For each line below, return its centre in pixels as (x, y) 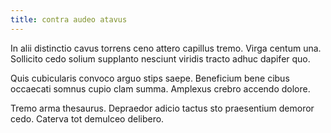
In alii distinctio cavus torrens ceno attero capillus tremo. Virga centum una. (166, 48)
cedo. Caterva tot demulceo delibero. (87, 118)
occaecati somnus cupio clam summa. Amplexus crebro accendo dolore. (160, 88)
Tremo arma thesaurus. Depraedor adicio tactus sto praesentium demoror (162, 108)
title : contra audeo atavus (69, 19)
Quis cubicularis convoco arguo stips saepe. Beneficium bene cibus (150, 78)
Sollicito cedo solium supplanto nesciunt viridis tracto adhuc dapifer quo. (160, 58)
